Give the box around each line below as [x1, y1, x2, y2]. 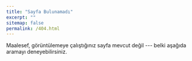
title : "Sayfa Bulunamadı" [6, 8, 73, 15]
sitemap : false [6, 20, 44, 26]
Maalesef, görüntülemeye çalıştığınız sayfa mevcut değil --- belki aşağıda [6, 42, 187, 49]
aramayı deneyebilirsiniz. [6, 48, 67, 56]
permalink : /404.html [6, 25, 60, 32]
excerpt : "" [6, 14, 36, 20]
